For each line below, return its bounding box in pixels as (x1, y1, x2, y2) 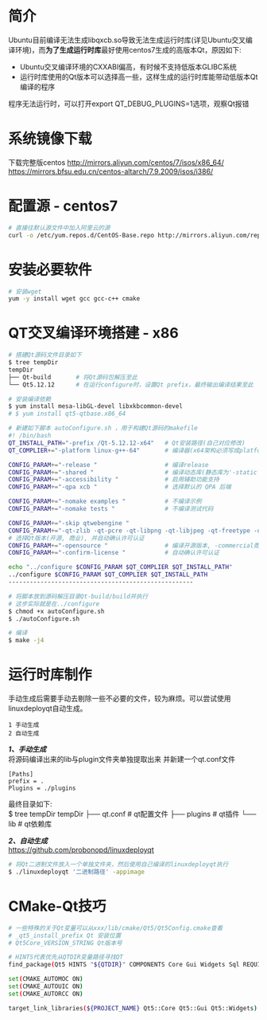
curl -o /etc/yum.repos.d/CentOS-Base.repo (8, 231, 155, 239)
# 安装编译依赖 (8, 395, 52, 403)
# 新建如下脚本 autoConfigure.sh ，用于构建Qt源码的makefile (8, 424, 199, 433)
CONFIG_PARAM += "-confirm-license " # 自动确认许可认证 (8, 549, 220, 557)
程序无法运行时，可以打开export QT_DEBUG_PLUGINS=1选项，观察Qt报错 (8, 99, 250, 108)
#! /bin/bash (8, 432, 52, 440)
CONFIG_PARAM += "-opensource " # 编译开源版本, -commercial (8, 541, 254, 550)
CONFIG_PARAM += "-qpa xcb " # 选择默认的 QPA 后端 (8, 483, 232, 491)
